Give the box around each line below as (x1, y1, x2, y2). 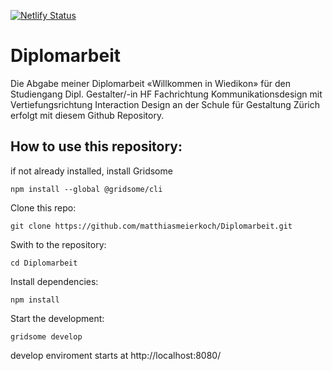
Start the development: (10, 312, 105, 324)
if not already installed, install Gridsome (10, 165, 173, 177)
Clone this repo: (10, 201, 77, 214)
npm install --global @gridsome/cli (10, 184, 163, 194)
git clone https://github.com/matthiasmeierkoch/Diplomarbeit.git (10, 221, 293, 231)
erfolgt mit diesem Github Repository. (10, 109, 165, 121)
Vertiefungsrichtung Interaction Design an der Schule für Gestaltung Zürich (10, 98, 320, 110)
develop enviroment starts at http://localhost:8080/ (10, 349, 222, 361)
